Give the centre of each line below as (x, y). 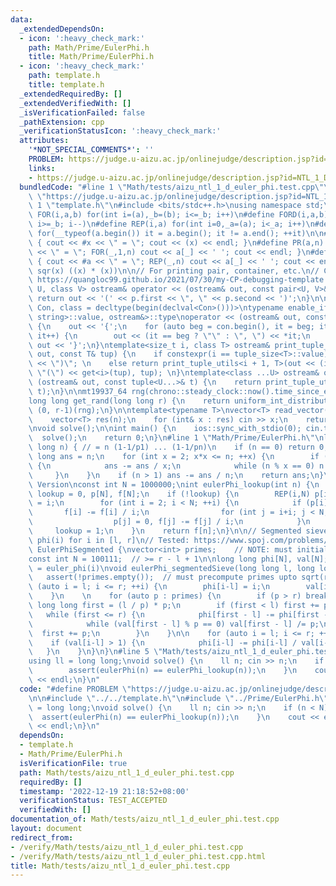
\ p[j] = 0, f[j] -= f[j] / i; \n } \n (169, 522)
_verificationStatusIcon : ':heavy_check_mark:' (120, 131)
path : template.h (64, 76)
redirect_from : (42, 837)
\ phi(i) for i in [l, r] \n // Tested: (109, 540)
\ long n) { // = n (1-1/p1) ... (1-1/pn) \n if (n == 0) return (171, 447)
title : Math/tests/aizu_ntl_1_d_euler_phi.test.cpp (120, 866)
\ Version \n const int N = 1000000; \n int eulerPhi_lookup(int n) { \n (174, 484)
